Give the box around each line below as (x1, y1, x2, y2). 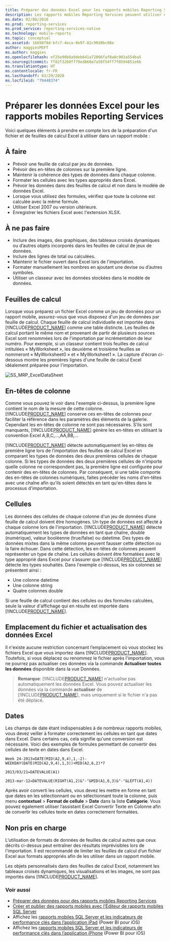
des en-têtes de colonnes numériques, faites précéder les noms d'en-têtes (5, 474, 162, 480)
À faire (5, 147, 27, 156)
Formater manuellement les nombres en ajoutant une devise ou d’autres (12, 264, 163, 270)
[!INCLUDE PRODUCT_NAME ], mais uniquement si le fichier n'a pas (17, 691, 158, 698)
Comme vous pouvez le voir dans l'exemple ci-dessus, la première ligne (5, 400, 155, 406)
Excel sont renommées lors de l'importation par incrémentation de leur (5, 335, 152, 342)
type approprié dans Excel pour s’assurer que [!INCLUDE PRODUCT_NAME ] (5, 556, 162, 562)
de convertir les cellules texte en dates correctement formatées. (5, 809, 139, 815)
